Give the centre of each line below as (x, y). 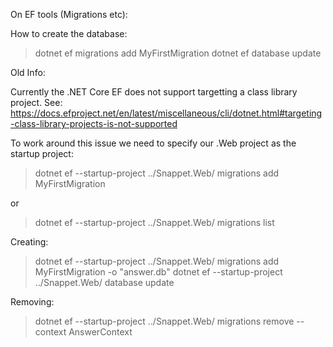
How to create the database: (69, 33)
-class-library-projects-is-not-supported (94, 123)
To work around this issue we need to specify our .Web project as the (153, 143)
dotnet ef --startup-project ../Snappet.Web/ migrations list (154, 222)
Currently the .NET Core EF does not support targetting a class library (154, 92)
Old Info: (28, 72)
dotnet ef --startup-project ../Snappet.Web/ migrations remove (164, 321)
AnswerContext (100, 332)
